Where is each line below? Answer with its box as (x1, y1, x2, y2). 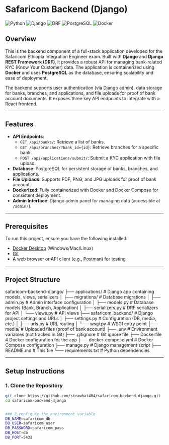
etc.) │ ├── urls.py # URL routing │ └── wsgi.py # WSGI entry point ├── (5, 321, 157, 327)
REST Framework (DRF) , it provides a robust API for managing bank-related (5, 59, 162, 65)
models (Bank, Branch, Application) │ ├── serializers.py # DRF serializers (5, 305, 158, 311)
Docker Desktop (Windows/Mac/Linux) (12, 245, 94, 251)
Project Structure (5, 275, 60, 284)
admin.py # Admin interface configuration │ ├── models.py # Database (5, 300, 154, 306)
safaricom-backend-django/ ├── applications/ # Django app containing (5, 288, 154, 295)
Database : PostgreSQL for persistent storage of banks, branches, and (12, 165, 158, 172)
